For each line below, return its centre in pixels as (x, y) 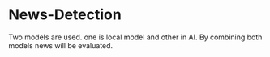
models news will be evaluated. (61, 45)
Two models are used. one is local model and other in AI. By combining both (135, 37)
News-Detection (65, 15)
